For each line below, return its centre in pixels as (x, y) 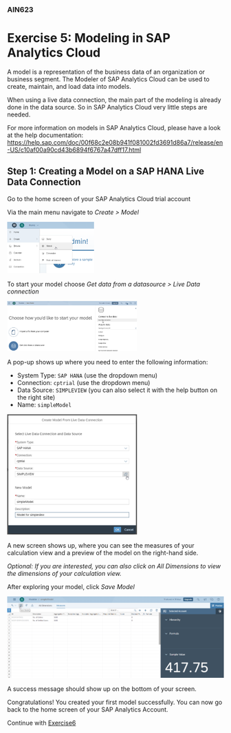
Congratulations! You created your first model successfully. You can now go (115, 702)
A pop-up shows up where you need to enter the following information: (108, 362)
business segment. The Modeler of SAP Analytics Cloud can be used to (108, 79)
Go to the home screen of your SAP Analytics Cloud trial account (99, 198)
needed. (19, 114)
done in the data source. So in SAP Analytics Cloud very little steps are (107, 107)
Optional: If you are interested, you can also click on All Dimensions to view (114, 566)
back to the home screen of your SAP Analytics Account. (88, 710)
